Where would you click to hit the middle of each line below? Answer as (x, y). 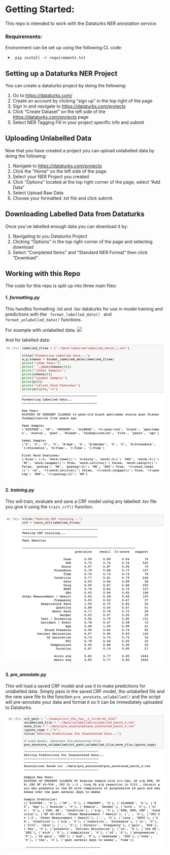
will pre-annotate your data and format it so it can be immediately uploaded (84, 702)
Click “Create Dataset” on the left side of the (59, 112)
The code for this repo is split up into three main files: (61, 286)
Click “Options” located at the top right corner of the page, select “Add (87, 182)
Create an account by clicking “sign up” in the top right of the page (82, 101)
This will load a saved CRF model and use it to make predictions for (75, 686)
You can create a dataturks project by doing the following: (66, 86)
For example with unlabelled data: (41, 330)
